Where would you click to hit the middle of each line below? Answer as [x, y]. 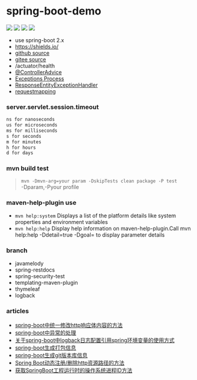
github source [32, 53]
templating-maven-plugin [46, 283]
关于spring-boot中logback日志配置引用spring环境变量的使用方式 [95, 340]
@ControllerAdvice [38, 72]
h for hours [21, 148]
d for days [20, 153]
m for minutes [24, 142]
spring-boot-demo [54, 11]
